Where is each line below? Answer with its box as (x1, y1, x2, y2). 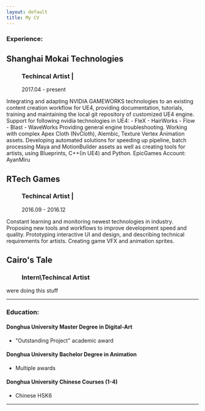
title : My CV (6, 15, 40, 21)
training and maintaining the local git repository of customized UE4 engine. (6, 111, 195, 118)
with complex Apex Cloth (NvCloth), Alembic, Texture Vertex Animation (6, 130, 185, 137)
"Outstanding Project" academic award (15, 336, 114, 344)
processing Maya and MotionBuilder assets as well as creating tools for (6, 143, 185, 150)
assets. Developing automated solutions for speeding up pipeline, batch (6, 137, 187, 144)
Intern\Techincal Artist (21, 273, 90, 282)
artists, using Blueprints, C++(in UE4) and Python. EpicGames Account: (6, 150, 186, 157)
